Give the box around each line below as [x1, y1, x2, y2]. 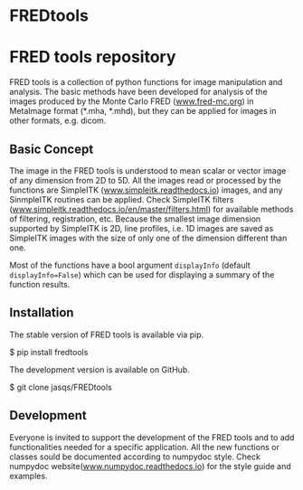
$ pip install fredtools [9, 346, 89, 357]
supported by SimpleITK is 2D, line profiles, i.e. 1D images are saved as [9, 222, 274, 233]
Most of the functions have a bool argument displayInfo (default [9, 259, 251, 270]
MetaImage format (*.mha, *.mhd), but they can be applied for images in [9, 106, 278, 117]
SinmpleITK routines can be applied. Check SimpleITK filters [9, 193, 234, 204]
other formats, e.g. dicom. [9, 115, 107, 127]
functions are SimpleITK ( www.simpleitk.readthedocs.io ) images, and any [9, 184, 283, 195]
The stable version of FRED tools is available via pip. [9, 329, 204, 340]
